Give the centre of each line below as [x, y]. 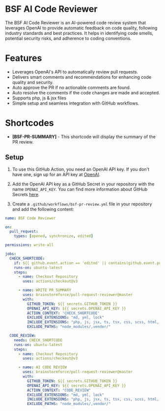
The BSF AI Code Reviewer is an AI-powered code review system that [76, 23]
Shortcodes [29, 123]
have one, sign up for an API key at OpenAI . [56, 174]
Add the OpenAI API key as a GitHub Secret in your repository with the [83, 184]
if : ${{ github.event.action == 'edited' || [60, 263]
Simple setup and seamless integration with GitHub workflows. [76, 103]
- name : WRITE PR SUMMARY [44, 290]
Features [24, 58]
